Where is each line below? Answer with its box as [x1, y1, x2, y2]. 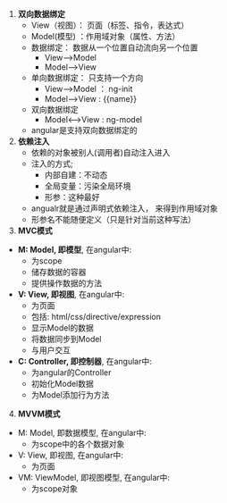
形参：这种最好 [44, 192, 100, 202]
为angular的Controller [30, 367, 112, 378]
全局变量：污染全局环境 [44, 180, 131, 191]
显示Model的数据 [30, 323, 94, 333]
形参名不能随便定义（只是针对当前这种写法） [30, 214, 197, 224]
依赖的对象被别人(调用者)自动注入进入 [30, 147, 171, 157]
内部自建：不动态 [44, 170, 108, 180]
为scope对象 [30, 483, 79, 494]
